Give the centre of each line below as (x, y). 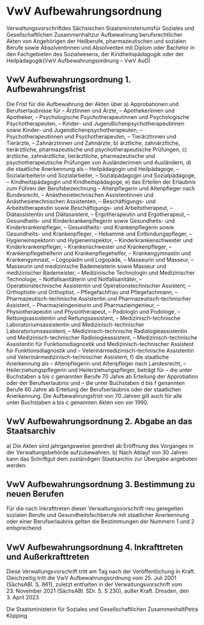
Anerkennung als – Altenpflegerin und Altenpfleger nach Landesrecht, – (96, 363)
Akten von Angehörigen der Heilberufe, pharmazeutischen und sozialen (96, 41)
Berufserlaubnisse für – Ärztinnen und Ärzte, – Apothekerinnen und (90, 110)
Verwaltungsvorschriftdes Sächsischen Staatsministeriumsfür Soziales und (100, 28)
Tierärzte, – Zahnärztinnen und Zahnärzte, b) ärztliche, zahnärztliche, (93, 143)
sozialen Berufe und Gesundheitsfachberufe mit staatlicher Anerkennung (98, 515)
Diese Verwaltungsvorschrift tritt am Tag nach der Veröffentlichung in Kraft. (101, 571)
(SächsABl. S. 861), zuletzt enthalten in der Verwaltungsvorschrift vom (94, 585)
